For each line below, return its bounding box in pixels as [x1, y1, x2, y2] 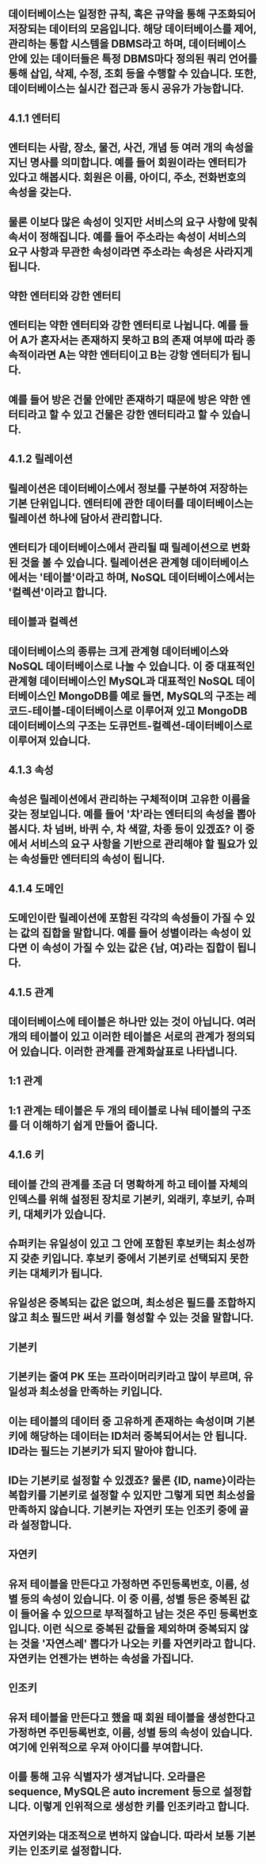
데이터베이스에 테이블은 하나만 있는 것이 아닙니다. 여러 [8, 1015, 256, 1028]
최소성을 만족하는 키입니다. [39, 1385, 163, 1399]
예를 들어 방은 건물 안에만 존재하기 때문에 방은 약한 [8, 392, 239, 407]
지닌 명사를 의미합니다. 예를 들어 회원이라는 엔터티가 [8, 156, 247, 169]
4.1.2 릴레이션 [8, 452, 74, 466]
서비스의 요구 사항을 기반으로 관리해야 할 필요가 [29, 837, 246, 851]
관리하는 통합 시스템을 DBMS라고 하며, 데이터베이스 [8, 37, 247, 51]
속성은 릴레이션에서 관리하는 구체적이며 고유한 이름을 [8, 793, 251, 806]
